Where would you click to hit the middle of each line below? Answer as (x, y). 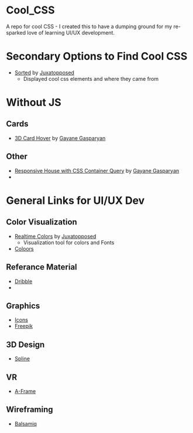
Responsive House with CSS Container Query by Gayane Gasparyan (97, 171)
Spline (22, 359)
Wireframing (30, 410)
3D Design (25, 344)
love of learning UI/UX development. (71, 32)
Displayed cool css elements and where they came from (91, 79)
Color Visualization (42, 222)
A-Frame (25, 391)
